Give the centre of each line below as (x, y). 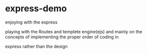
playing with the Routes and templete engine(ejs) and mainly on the (74, 31)
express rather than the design (36, 46)
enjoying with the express (31, 22)
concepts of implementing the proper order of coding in (62, 37)
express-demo (36, 9)
